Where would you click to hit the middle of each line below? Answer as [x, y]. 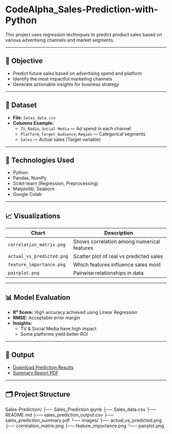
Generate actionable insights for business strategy [66, 84]
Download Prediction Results [43, 367]
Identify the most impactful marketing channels [62, 78]
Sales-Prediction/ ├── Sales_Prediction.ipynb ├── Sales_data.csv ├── [81, 409]
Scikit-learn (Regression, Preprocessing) [56, 184]
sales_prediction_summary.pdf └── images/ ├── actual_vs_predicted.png [84, 420]
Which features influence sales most [117, 265]
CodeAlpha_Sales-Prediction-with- [82, 9]
